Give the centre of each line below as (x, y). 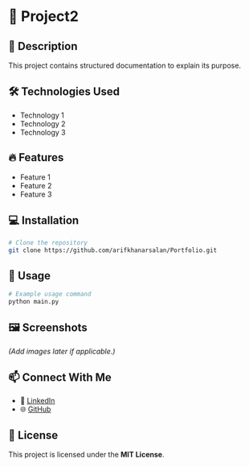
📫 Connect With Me (60, 377)
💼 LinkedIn (37, 401)
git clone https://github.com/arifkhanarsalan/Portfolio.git (113, 250)
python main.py (34, 301)
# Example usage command (50, 294)
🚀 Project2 (43, 17)
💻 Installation (44, 221)
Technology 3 (43, 132)
